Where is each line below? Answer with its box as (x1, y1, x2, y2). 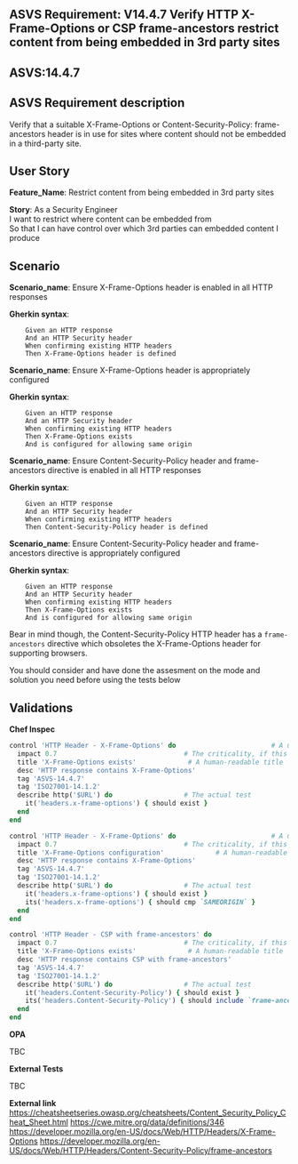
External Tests (9, 1064, 64, 1074)
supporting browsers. (9, 648, 88, 659)
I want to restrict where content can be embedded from (9, 213, 212, 225)
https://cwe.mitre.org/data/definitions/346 (70, 1117, 224, 1128)
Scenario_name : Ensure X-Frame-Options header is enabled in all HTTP (9, 282, 273, 293)
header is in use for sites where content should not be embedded (47, 128, 286, 139)
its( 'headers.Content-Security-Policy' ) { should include (25, 996, 244, 1006)
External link (9, 1098, 57, 1109)
